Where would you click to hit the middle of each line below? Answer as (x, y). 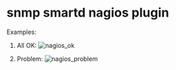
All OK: (27, 45)
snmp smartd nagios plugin (88, 13)
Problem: (30, 59)
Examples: (21, 32)
